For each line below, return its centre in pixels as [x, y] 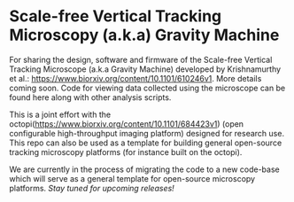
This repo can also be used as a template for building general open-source [146, 143]
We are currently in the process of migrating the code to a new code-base [145, 169]
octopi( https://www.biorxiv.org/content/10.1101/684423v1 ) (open [127, 124]
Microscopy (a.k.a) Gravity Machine [144, 35]
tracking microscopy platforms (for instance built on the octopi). [126, 151]
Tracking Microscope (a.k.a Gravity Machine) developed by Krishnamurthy [145, 69]
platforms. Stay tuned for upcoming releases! [92, 188]
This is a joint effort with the [60, 114]
